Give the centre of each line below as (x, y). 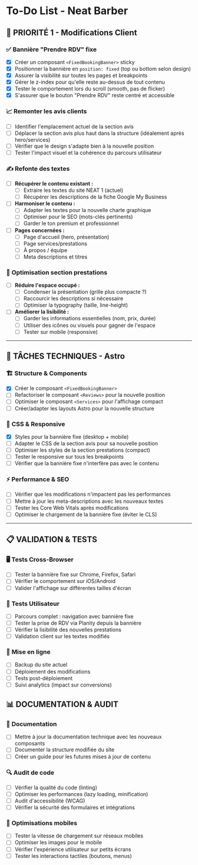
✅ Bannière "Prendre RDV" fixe (52, 49)
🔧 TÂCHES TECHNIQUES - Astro (66, 357)
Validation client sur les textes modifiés (62, 637)
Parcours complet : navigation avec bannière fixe (74, 616)
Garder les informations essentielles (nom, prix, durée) (90, 319)
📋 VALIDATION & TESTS (52, 540)
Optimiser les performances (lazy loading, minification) (81, 794)
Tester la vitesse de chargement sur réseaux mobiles (79, 836)
